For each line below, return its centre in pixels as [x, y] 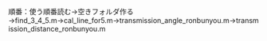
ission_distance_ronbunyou [53, 29]
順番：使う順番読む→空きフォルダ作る [71, 11]
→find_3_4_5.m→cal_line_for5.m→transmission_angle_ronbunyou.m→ [122, 20]
